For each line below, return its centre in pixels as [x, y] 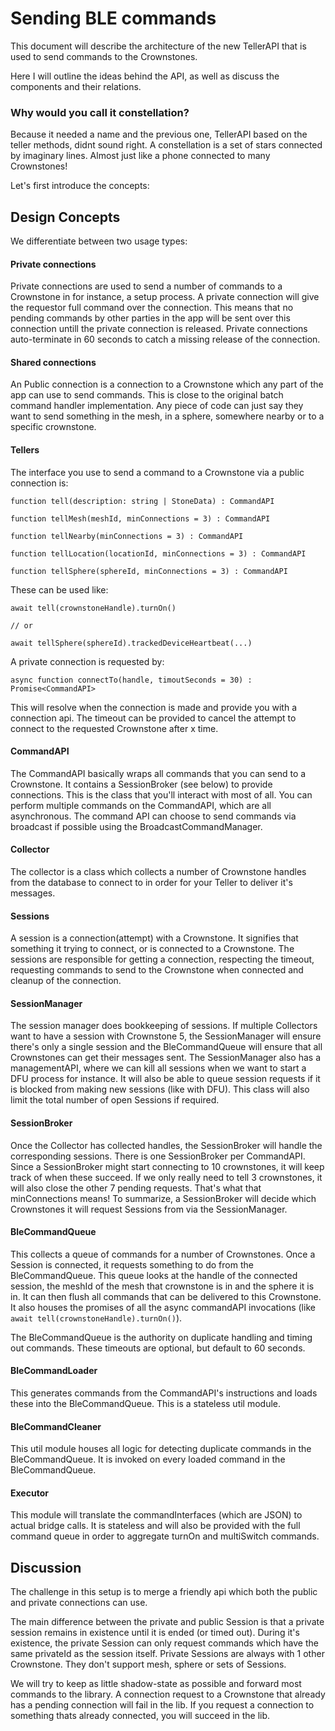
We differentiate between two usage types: [99, 241]
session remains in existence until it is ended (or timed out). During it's [155, 1633]
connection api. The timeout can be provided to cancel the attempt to [153, 718]
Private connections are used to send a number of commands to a [146, 286]
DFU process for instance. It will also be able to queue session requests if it [165, 1079]
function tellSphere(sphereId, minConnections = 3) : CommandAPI [149, 571]
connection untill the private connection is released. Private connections [159, 329]
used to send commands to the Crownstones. [104, 56]
